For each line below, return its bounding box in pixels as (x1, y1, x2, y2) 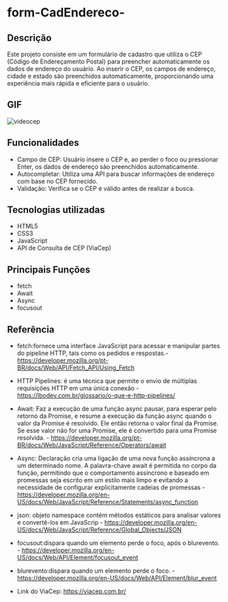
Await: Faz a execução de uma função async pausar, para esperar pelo (16, 405, 217, 413)
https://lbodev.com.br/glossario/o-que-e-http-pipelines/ (16, 391, 175, 400)
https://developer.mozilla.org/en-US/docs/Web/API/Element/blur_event (16, 574, 217, 582)
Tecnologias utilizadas (7, 204, 105, 216)
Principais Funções (7, 263, 91, 275)
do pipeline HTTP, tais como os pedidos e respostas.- (16, 349, 169, 357)
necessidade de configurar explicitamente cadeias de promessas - (16, 484, 205, 492)
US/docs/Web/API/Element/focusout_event (16, 553, 139, 562)
